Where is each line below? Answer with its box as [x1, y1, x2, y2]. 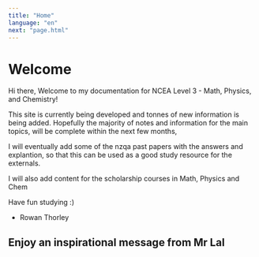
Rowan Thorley [19, 213, 69, 222]
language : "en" [8, 19, 58, 27]
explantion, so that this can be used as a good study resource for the [8, 151, 233, 160]
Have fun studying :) [8, 198, 75, 207]
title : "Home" [8, 11, 55, 20]
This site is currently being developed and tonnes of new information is [8, 110, 239, 119]
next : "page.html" [8, 26, 69, 34]
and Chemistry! [8, 95, 58, 104]
